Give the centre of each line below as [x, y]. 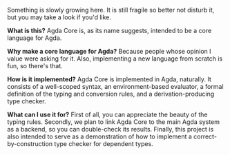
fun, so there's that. [35, 66]
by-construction [30, 144]
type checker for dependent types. [104, 144]
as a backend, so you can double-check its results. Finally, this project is [111, 129]
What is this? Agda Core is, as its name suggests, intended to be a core [109, 31]
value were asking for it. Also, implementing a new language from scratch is [115, 59]
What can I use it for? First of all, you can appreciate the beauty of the [107, 114]
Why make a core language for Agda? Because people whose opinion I [109, 51]
